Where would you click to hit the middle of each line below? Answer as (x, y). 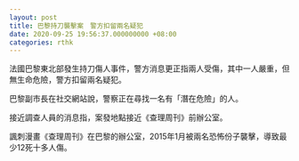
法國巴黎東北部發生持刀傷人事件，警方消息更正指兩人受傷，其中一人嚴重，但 (149, 68)
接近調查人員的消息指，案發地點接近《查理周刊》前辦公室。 (118, 117)
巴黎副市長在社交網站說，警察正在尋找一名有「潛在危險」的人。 (126, 99)
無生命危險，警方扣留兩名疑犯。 (68, 80)
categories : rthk (41, 42)
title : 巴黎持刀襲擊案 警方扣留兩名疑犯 (77, 26)
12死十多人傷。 (44, 148)
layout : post (33, 17)
